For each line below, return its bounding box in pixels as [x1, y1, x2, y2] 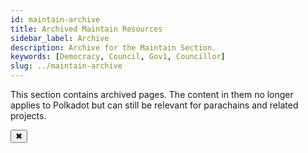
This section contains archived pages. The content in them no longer [10, 89, 294, 100]
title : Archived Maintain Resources [10, 24, 163, 34]
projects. [10, 110, 47, 121]
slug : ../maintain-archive [10, 61, 123, 71]
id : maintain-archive [10, 14, 101, 25]
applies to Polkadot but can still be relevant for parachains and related [10, 99, 299, 111]
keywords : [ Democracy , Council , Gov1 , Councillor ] [10, 52, 226, 62]
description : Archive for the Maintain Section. [10, 42, 217, 53]
